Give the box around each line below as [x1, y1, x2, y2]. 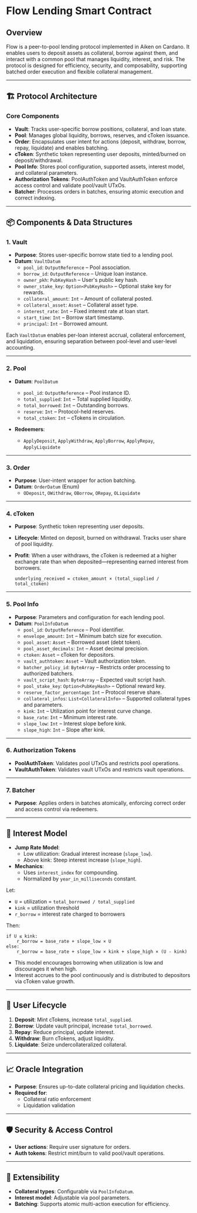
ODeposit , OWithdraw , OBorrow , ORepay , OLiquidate [23, 489, 141, 496]
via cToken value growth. [14, 978, 75, 985]
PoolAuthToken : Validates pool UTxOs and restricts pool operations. [14, 759, 180, 766]
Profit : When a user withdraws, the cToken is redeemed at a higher [14, 552, 177, 559]
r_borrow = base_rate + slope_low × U [16, 938, 111, 944]
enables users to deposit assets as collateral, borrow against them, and [6, 49, 178, 57]
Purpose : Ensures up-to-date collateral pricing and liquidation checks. [14, 1083, 185, 1090]
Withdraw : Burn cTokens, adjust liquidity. [14, 1035, 115, 1042]
